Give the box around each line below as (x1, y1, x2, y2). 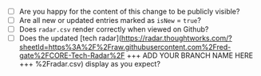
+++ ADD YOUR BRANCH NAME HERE (126, 51, 254, 60)
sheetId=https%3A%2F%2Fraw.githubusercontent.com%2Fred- (18, 43, 231, 52)
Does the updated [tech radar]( (18, 33, 122, 43)
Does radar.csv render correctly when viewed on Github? (18, 25, 209, 34)
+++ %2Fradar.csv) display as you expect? (18, 59, 161, 69)
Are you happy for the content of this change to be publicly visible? (18, 7, 240, 16)
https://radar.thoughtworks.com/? (121, 33, 232, 43)
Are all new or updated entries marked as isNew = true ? (18, 16, 201, 25)
